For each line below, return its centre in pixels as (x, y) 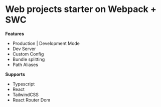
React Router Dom (31, 100)
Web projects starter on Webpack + (81, 9)
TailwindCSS (26, 94)
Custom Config (28, 54)
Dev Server (24, 48)
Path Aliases (25, 64)
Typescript (24, 84)
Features (15, 33)
